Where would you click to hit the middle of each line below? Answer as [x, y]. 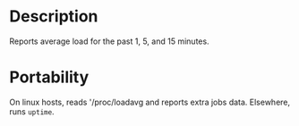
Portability [49, 77]
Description [54, 17]
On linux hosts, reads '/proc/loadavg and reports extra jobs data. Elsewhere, [150, 102]
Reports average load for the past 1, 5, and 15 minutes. [109, 41]
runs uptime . [32, 111]
